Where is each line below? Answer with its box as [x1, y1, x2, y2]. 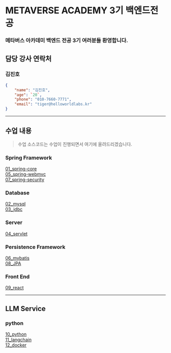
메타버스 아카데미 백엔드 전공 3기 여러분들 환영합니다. [5, 37, 128, 44]
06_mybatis [5, 255, 30, 261]
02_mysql [5, 201, 26, 207]
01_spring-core [5, 166, 37, 172]
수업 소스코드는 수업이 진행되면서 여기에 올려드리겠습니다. [17, 141, 132, 147]
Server [5, 219, 23, 226]
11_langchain [5, 337, 32, 343]
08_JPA [5, 261, 21, 267]
